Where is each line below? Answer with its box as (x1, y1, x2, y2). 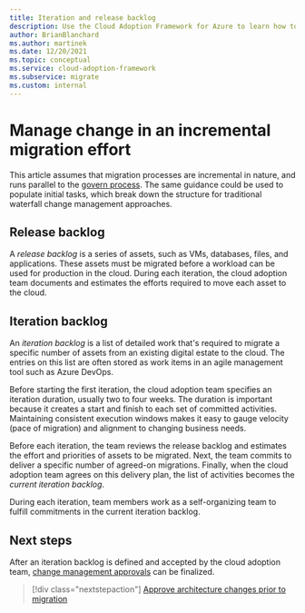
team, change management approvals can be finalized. (9, 567, 215, 577)
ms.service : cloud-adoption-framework (9, 64, 156, 74)
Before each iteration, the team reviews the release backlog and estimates (9, 440, 288, 451)
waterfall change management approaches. (9, 198, 172, 209)
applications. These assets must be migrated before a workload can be (9, 258, 275, 269)
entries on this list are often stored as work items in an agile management (9, 357, 283, 368)
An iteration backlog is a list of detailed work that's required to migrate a (9, 338, 280, 349)
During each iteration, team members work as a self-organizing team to (9, 497, 277, 508)
